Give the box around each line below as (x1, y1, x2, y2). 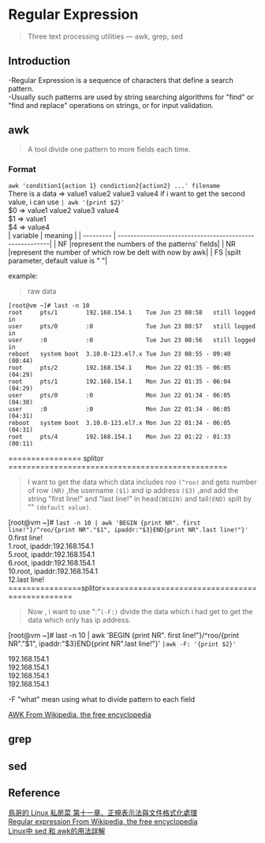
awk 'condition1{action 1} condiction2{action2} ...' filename (8, 181, 221, 190)
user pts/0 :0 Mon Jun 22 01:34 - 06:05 (8, 391, 231, 399)
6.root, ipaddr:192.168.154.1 (8, 558, 95, 567)
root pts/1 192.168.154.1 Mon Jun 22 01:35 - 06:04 (8, 377, 231, 386)
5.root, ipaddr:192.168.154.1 (8, 550, 95, 559)
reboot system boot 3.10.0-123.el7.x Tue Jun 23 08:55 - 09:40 (8, 349, 231, 358)
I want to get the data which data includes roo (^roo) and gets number (27, 477, 257, 487)
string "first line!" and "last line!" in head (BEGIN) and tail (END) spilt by (27, 494, 252, 503)
